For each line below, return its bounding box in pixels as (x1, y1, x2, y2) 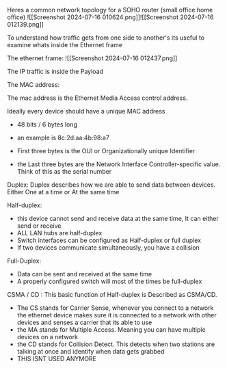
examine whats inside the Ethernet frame (7, 41, 123, 49)
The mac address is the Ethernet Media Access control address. (7, 94, 188, 102)
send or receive (16, 222, 62, 230)
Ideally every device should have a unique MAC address (7, 107, 165, 115)
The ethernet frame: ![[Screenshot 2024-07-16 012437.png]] (7, 54, 178, 62)
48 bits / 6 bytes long (16, 120, 77, 129)
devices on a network (16, 333, 79, 341)
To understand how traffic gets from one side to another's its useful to (7, 34, 205, 42)
